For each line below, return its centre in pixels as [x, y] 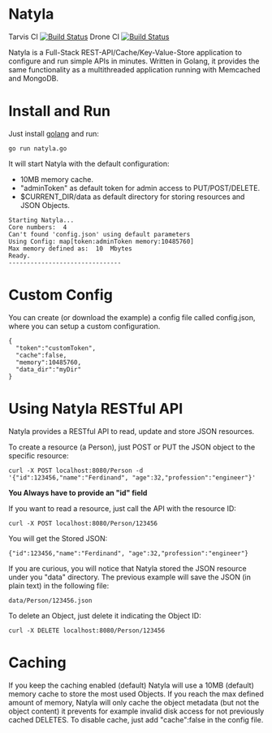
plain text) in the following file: [59, 585]
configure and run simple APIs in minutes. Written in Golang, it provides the [134, 61]
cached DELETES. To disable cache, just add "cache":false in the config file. [136, 719]
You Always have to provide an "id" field [78, 492]
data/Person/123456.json [50, 601]
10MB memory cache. [56, 179]
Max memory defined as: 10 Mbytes [70, 249]
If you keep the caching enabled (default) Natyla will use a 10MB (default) [131, 685]
